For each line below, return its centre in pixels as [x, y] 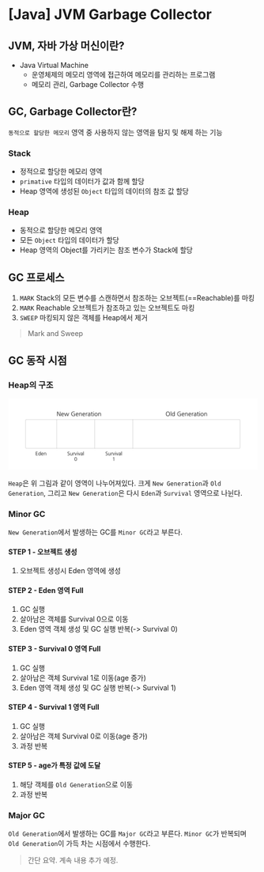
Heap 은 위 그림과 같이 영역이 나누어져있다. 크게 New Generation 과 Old [115, 483]
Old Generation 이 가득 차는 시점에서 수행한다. [79, 844]
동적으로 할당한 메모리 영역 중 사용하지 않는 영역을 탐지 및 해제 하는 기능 [115, 132]
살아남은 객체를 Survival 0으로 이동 [74, 619]
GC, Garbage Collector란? [73, 112]
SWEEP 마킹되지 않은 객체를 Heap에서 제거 [83, 318]
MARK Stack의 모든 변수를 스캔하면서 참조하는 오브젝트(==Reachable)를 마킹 [137, 298]
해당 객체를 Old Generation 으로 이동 [76, 784]
